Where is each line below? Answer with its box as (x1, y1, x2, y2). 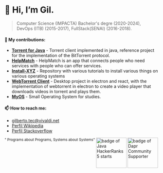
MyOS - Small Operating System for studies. (11, 94, 101, 100)
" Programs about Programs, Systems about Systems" (4, 138, 95, 142)
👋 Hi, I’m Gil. (4, 4, 54, 16)
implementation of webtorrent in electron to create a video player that (11, 83, 151, 89)
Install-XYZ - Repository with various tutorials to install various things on (11, 68, 159, 74)
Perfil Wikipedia (11, 123, 44, 129)
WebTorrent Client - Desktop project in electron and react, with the (11, 79, 147, 84)
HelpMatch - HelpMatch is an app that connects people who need (11, 58, 145, 63)
